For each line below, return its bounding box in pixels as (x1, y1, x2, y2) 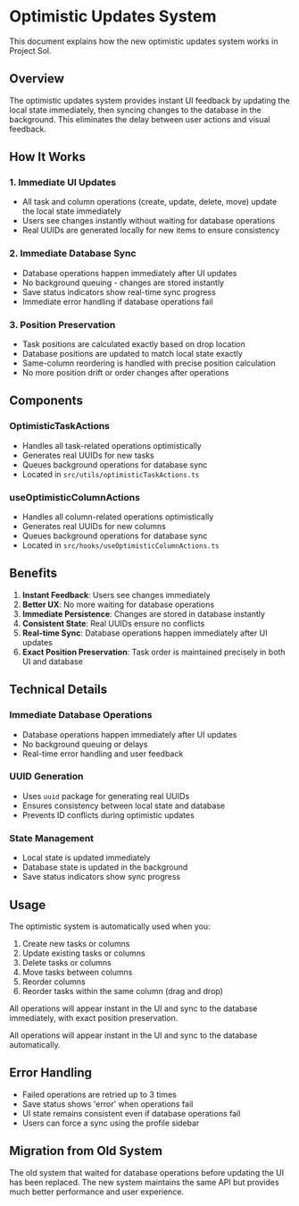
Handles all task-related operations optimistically (21, 440, 203, 451)
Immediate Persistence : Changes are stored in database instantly (21, 608, 266, 619)
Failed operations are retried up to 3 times (21, 1089, 177, 1100)
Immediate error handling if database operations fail (21, 296, 213, 307)
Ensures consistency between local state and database (21, 800, 226, 811)
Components (9, 393, 83, 409)
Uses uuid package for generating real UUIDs (21, 790, 190, 801)
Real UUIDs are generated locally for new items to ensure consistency (21, 225, 279, 236)
